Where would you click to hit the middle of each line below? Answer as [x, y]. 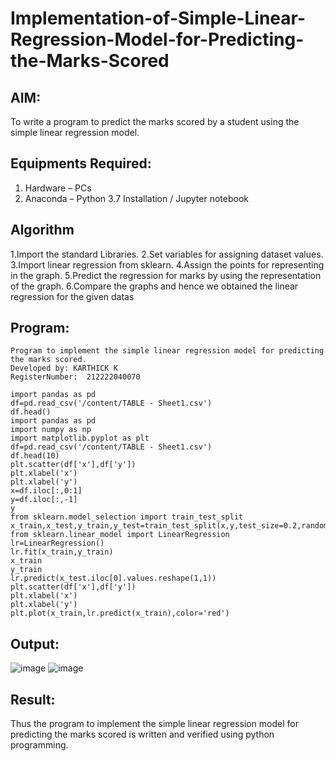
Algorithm [42, 230]
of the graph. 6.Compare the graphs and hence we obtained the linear [154, 286]
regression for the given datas [72, 296]
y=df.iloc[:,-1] [44, 500]
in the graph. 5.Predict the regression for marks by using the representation [166, 275]
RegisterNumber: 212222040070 [75, 377]
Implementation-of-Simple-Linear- [158, 18]
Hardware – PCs [58, 188]
